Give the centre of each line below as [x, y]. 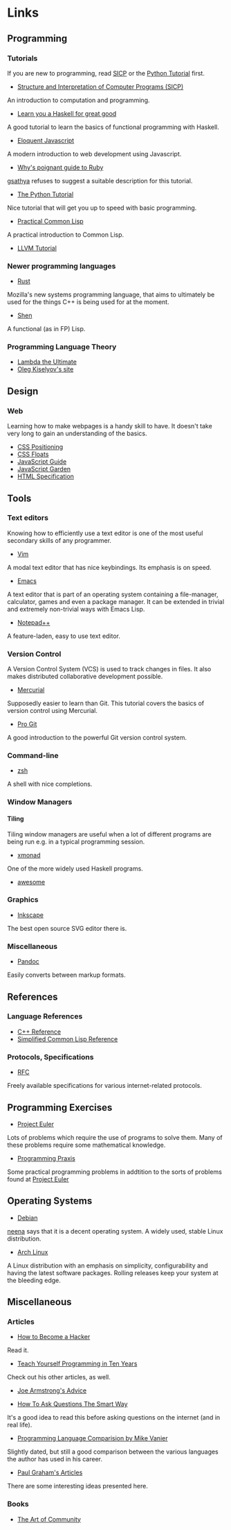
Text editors [28, 518]
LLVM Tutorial [37, 248]
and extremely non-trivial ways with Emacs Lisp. [76, 609]
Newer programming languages [62, 266]
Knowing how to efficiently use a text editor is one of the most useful [105, 533]
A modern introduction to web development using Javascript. [94, 153]
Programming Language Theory [62, 347]
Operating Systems [50, 1201]
